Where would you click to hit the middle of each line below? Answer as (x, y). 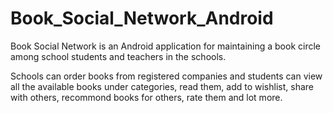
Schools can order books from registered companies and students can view (166, 76)
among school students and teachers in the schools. (118, 56)
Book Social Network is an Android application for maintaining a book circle (165, 46)
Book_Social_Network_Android (142, 18)
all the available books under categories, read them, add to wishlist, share (162, 86)
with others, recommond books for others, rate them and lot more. (146, 97)
